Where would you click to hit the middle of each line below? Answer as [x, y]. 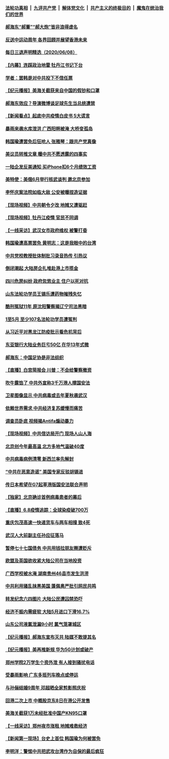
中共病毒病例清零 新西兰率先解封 [40, 459]
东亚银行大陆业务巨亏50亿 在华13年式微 [47, 345]
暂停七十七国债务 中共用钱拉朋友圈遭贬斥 [49, 548]
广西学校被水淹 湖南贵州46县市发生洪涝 [47, 573]
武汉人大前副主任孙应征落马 [35, 535]
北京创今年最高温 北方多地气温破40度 [45, 446]
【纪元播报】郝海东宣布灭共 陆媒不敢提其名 [51, 637]
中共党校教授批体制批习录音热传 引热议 [46, 255]
